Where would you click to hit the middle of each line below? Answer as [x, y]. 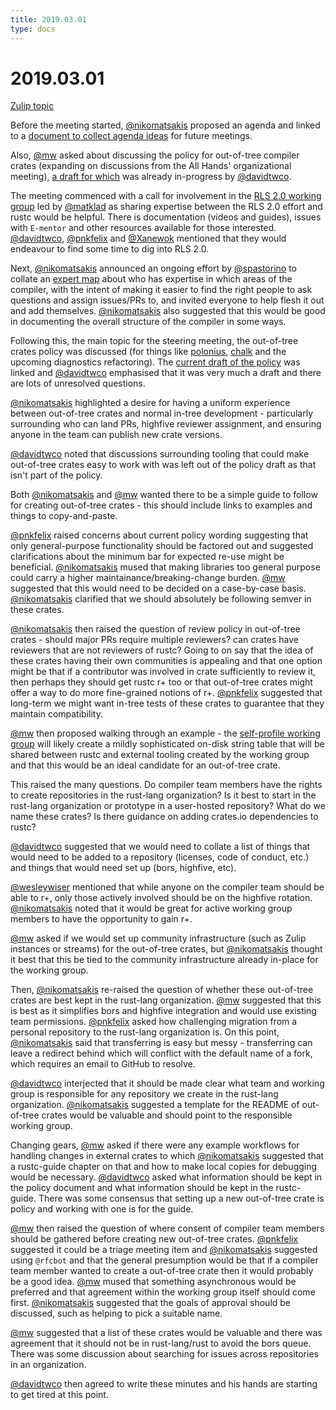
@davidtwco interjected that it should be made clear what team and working [167, 1083]
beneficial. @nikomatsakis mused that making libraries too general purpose [165, 567]
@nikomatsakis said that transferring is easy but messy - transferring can [161, 1043]
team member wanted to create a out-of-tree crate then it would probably [162, 1271]
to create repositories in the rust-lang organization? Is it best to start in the [163, 795]
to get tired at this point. [59, 1395]
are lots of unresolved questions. [78, 383]
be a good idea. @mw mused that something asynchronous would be [153, 1282]
